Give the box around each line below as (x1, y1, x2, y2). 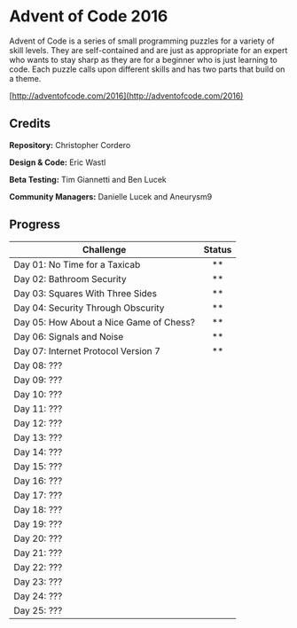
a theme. (9, 73, 42, 83)
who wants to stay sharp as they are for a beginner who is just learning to (9, 54, 277, 65)
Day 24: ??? (13, 590, 63, 602)
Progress (9, 217, 60, 232)
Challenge (82, 243, 127, 255)
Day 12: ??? (13, 417, 63, 429)
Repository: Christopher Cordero (9, 139, 131, 150)
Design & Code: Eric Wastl (9, 157, 106, 168)
